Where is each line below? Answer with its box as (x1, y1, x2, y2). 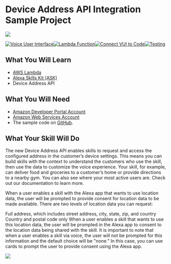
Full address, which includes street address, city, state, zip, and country (5, 211, 157, 217)
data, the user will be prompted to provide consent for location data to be (5, 196, 159, 202)
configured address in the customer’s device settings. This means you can (5, 153, 162, 159)
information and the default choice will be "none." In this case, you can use (5, 238, 163, 244)
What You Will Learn (5, 56, 71, 64)
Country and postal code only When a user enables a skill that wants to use (5, 216, 164, 223)
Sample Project (5, 14, 71, 26)
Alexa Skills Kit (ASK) (12, 75, 58, 81)
